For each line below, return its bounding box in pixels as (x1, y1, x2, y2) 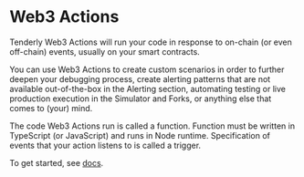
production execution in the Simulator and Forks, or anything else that (9, 93, 272, 104)
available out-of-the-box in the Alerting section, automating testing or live (9, 83, 286, 94)
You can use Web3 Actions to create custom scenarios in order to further (9, 64, 285, 75)
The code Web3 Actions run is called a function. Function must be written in (9, 120, 295, 131)
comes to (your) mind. (9, 102, 93, 113)
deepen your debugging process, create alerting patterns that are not (9, 73, 271, 84)
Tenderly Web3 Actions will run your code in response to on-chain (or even (9, 36, 292, 47)
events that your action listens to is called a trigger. (9, 140, 202, 151)
